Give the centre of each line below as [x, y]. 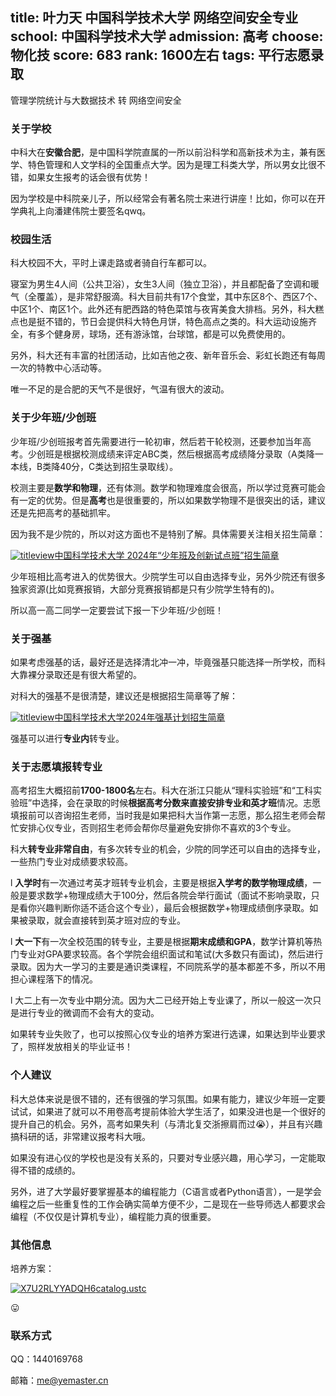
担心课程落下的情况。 [54, 979]
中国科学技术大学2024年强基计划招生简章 [140, 717]
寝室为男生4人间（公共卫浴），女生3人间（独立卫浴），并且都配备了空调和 [160, 284]
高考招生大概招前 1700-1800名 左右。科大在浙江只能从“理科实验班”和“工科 [161, 790]
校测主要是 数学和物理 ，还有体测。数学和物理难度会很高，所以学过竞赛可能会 [168, 487]
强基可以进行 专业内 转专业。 [67, 738]
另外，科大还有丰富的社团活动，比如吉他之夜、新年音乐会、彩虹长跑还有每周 [168, 355]
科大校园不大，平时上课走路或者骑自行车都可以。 [111, 263]
